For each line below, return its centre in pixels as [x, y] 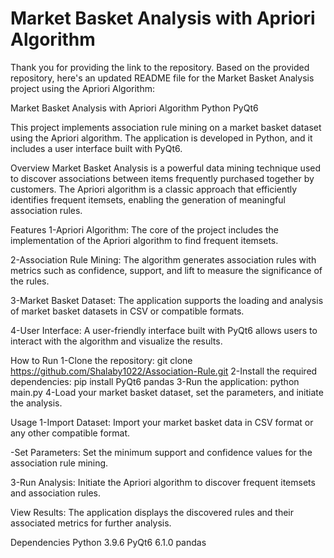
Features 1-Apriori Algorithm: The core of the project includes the [144, 229]
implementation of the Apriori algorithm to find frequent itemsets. [144, 240]
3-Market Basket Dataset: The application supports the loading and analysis [167, 300]
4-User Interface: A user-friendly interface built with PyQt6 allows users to [164, 330]
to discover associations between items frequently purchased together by [162, 178]
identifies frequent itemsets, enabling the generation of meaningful [148, 199]
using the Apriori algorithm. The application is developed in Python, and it [161, 138]
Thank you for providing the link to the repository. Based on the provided [160, 67]
